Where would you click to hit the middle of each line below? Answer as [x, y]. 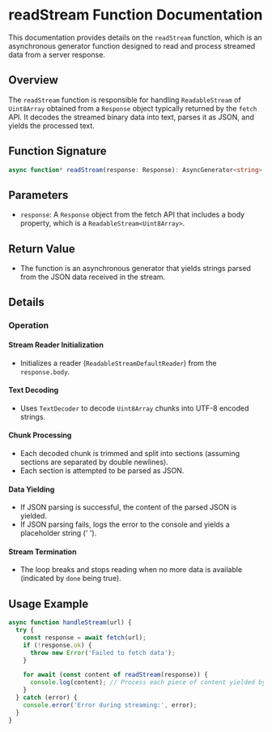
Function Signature [57, 151]
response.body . [45, 372]
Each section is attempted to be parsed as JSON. [102, 470]
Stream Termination [42, 551]
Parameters [38, 195]
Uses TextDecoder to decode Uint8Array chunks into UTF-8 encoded [134, 408]
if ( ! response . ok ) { [57, 645]
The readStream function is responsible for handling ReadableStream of [125, 100]
